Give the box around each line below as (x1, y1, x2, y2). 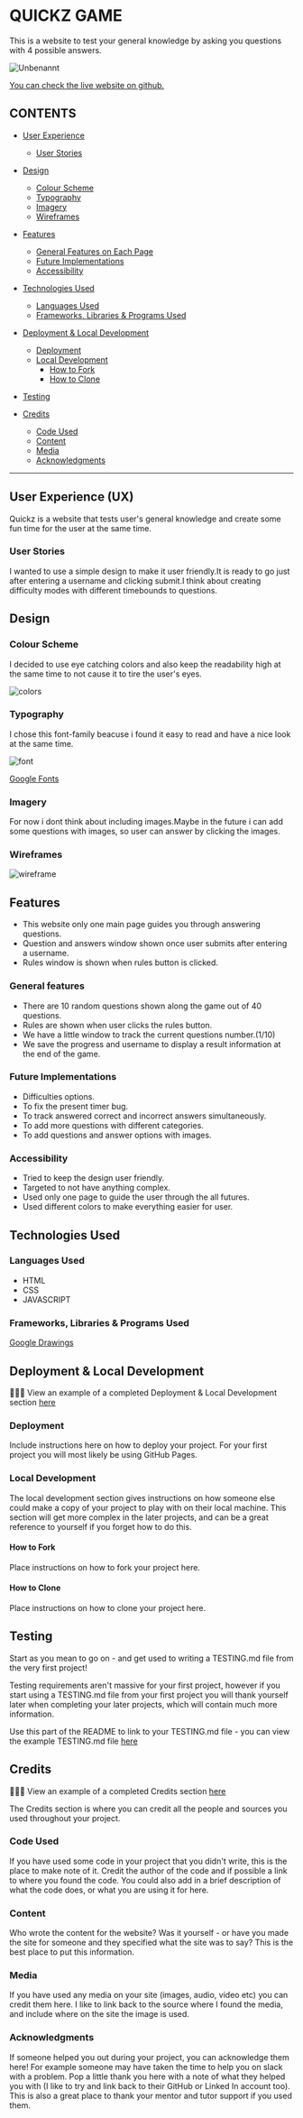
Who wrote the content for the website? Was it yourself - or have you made (9, 1928, 289, 1938)
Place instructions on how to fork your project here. (9, 1561, 201, 1572)
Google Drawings (9, 1337, 74, 1349)
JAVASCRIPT (22, 1294, 71, 1304)
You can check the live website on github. (9, 79, 165, 90)
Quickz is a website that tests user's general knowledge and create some (9, 513, 281, 524)
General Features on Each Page (35, 245, 153, 257)
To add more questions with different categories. (22, 1119, 205, 1130)
